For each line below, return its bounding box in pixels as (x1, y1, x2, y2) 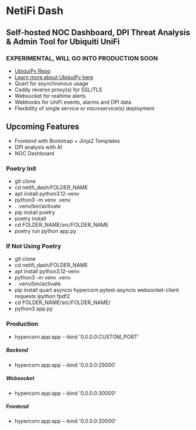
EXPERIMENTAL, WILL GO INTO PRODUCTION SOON (6, 54, 158, 62)
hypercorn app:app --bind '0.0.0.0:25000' (14, 361, 116, 368)
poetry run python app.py (14, 227, 77, 234)
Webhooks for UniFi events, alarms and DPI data (14, 98, 132, 105)
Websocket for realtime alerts (14, 92, 86, 99)
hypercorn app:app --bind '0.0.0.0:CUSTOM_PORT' (14, 333, 139, 340)
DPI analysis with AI (14, 144, 63, 151)
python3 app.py (14, 305, 53, 312)
